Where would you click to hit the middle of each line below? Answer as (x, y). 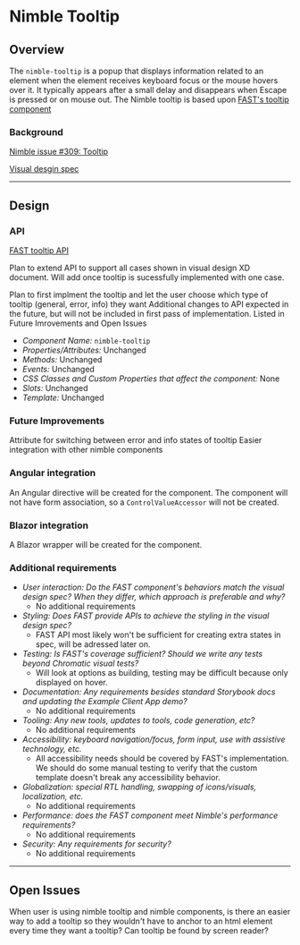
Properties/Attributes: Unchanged (84, 350)
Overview (37, 50)
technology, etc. (52, 749)
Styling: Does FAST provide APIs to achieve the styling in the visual (146, 616)
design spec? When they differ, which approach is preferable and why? (154, 597)
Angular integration (53, 473)
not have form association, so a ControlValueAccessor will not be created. (144, 502)
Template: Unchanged (63, 397)
